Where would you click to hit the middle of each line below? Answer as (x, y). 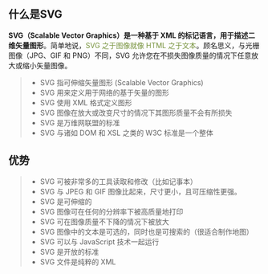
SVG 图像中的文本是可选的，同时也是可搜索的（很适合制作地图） (147, 231)
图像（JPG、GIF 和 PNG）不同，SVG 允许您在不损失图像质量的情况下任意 (130, 55)
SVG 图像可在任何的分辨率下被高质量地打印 (112, 211)
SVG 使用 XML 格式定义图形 (86, 102)
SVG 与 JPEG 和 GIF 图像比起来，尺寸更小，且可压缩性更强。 (141, 191)
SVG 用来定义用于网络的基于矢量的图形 (105, 92)
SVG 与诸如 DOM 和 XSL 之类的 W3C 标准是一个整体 (127, 133)
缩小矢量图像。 (47, 65)
